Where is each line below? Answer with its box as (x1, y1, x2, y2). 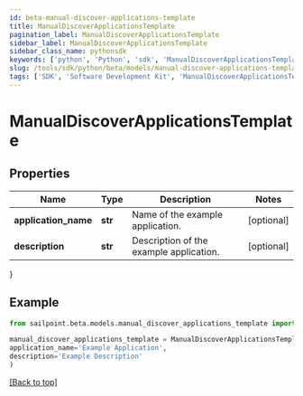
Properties (9, 166, 70, 182)
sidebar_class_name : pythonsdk (9, 47, 127, 56)
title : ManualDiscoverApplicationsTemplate (9, 22, 176, 31)
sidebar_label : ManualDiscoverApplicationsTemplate (9, 38, 207, 48)
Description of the (132, 234, 209, 247)
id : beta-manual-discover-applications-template (9, 13, 196, 23)
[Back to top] (9, 376, 58, 387)
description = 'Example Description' (9, 352, 143, 362)
